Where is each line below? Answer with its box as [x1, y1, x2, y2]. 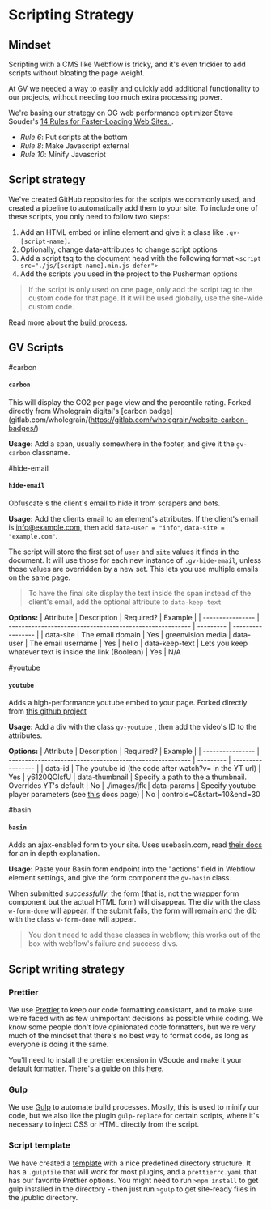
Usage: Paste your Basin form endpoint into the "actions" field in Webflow [8, 864, 256, 874]
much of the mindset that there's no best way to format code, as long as [8, 1031, 249, 1041]
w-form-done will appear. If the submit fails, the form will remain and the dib [8, 905, 257, 916]
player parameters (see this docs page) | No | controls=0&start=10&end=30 [8, 790, 260, 799]
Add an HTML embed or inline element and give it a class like [19, 227, 224, 236]
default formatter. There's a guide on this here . [8, 1063, 164, 1074]
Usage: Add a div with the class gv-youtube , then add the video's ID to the [8, 722, 257, 732]
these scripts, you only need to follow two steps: [8, 211, 170, 221]
